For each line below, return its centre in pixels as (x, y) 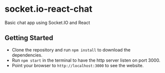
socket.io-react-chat (49, 9)
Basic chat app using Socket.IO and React (47, 23)
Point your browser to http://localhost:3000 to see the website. (78, 65)
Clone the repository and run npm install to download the (71, 49)
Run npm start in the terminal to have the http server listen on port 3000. (86, 60)
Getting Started (29, 38)
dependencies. (27, 55)
